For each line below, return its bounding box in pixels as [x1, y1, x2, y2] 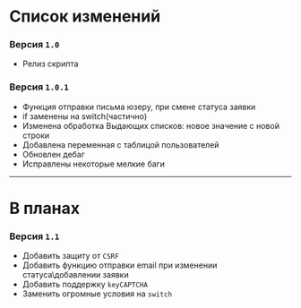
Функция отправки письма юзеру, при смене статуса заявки [21, 101, 256, 112]
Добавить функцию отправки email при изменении [21, 260, 218, 270]
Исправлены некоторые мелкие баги [21, 158, 166, 169]
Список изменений [9, 6, 161, 27]
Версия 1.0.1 [9, 81, 69, 93]
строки [21, 130, 50, 141]
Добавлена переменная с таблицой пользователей [21, 139, 219, 150]
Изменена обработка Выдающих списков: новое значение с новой [21, 120, 280, 131]
